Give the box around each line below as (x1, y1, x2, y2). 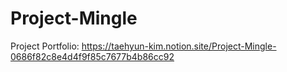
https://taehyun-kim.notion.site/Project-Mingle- (81, 40, 277, 52)
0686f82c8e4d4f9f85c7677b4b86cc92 (10, 50, 175, 62)
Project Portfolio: (10, 40, 80, 52)
